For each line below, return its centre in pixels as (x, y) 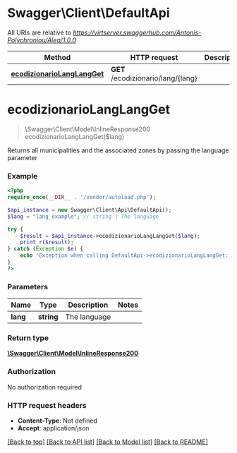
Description (88, 305)
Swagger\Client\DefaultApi (89, 13)
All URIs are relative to (39, 32)
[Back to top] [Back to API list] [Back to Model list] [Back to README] (108, 442)
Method (57, 57)
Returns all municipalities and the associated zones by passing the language (118, 150)
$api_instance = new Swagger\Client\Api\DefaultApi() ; (90, 210)
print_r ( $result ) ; (47, 242)
